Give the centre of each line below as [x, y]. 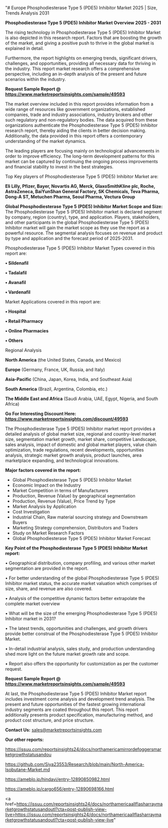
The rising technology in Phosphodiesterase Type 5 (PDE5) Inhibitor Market [83, 32]
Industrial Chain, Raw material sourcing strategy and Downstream [80, 517]
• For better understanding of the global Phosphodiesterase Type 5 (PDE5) [82, 578]
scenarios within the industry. [35, 79]
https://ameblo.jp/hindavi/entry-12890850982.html [57, 779]
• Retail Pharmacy [24, 321]
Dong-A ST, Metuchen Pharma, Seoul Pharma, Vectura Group [70, 197]
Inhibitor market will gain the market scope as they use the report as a [77, 228]
